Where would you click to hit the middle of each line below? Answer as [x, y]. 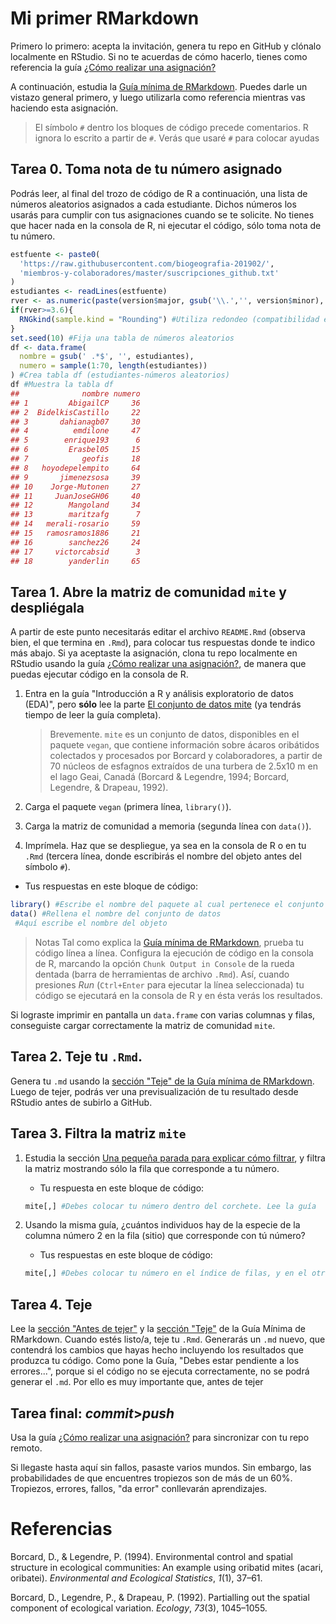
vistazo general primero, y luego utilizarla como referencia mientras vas [158, 97]
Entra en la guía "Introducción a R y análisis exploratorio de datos [159, 694]
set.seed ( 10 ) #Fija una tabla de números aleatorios [122, 338]
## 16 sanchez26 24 [75, 542]
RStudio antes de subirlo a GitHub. [81, 1102]
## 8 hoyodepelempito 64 [75, 468]
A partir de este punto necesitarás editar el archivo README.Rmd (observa [158, 632]
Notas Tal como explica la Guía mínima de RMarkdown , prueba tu [169, 942]
